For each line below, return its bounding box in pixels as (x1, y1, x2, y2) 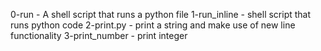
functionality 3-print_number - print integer (10, 30, 188, 41)
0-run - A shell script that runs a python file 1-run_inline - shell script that (10, 9, 312, 20)
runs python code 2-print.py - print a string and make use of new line (10, 19, 296, 31)
